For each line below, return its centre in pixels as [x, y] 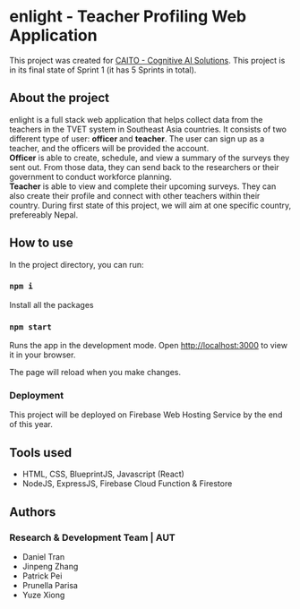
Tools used [41, 453]
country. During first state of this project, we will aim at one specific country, [150, 205]
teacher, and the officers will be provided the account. [109, 148]
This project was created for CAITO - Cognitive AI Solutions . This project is [147, 60]
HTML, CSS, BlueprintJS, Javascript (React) [103, 474]
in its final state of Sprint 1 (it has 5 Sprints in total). [103, 70]
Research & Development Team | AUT [93, 537]
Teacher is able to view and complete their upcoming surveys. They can [143, 186]
